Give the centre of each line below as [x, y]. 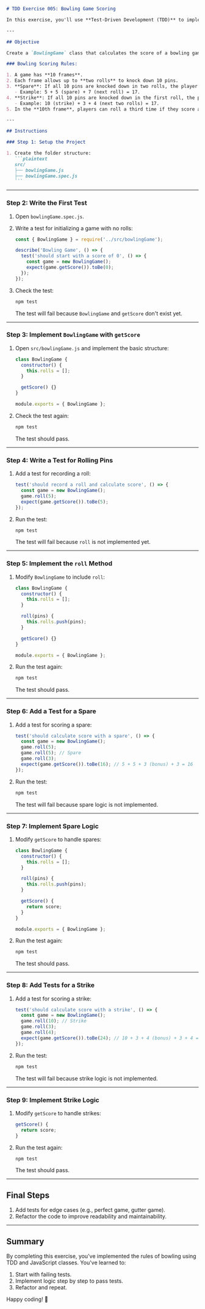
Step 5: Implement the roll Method [59, 563]
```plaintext [31, 159]
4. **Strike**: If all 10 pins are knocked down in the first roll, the [101, 98]
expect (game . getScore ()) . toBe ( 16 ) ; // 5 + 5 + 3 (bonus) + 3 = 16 [107, 764]
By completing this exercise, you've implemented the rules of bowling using [101, 1256]
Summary [25, 1241]
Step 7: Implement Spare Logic [52, 826]
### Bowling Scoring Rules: [42, 64]
